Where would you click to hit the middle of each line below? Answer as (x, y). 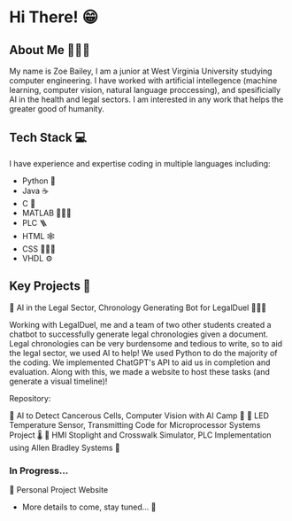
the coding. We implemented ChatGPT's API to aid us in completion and (140, 362)
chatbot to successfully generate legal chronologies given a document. (138, 334)
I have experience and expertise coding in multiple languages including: (140, 163)
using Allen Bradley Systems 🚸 (65, 447)
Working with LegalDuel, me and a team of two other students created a (140, 324)
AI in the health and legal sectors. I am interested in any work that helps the (146, 99)
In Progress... (39, 470)
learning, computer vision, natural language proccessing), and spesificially (145, 90)
